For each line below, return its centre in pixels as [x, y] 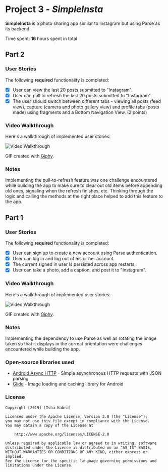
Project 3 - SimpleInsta [54, 9]
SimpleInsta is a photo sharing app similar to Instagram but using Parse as [83, 23]
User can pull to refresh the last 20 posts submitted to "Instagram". [82, 95]
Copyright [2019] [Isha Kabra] [38, 408]
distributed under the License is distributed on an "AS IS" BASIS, [79, 447]
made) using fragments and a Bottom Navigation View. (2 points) [80, 112]
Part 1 [14, 218]
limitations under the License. [39, 465]
